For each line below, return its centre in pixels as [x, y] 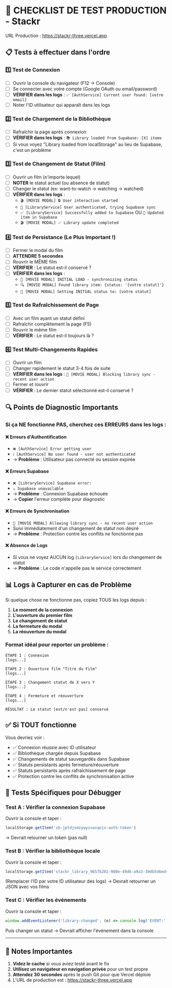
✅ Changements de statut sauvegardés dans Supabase [71, 759]
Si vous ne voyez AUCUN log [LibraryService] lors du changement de [87, 557]
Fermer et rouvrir [31, 384]
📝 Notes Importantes [39, 951]
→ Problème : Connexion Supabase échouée [60, 494]
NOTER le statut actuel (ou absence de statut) [61, 183]
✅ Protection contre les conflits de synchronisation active [73, 776]
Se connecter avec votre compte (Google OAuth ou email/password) [85, 89]
